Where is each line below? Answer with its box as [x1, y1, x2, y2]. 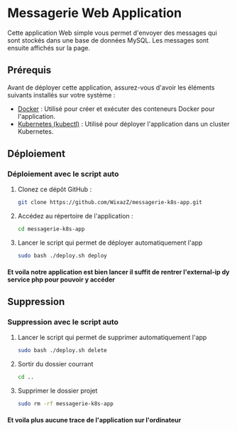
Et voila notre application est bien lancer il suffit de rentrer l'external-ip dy [7, 267, 230, 276]
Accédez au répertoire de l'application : [17, 212, 133, 220]
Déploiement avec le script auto [7, 169, 119, 179]
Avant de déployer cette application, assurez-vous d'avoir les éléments [7, 83, 215, 92]
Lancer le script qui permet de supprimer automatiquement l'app [17, 333, 207, 342]
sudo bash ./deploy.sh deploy [17, 252, 108, 260]
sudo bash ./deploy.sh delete [17, 347, 108, 354]
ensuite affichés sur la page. [7, 43, 91, 52]
